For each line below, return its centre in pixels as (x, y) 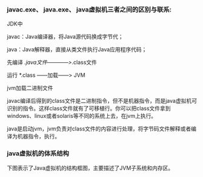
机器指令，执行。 (38, 137)
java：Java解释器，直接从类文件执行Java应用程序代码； (77, 50)
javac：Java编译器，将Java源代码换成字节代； (65, 37)
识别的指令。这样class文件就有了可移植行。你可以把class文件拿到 (89, 108)
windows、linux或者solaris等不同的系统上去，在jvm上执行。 (82, 116)
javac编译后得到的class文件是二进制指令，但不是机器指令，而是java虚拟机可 (102, 101)
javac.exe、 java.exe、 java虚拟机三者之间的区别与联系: (89, 9)
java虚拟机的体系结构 (38, 153)
